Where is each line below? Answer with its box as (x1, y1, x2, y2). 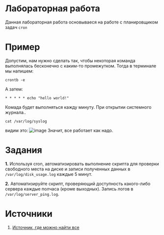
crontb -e (5, 77, 26, 82)
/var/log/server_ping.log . (5, 191, 59, 197)
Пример (5, 42, 40, 53)
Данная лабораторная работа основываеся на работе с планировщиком (5, 19, 158, 25)
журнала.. (5, 109, 26, 115)
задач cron (5, 24, 27, 30)
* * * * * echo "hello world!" (5, 95, 69, 100)
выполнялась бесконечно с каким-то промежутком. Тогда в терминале (5, 63, 156, 69)
